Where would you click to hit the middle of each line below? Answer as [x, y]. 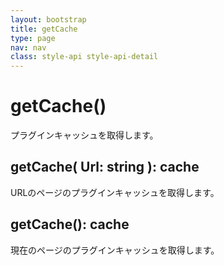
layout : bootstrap [48, 19]
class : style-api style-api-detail [84, 57]
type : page [33, 38]
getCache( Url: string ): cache [105, 167]
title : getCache [44, 29]
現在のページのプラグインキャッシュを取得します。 [115, 250]
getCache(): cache [70, 224]
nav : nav [28, 47]
